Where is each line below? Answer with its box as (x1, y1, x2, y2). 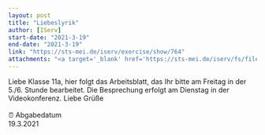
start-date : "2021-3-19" (8, 33, 90, 42)
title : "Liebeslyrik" (8, 19, 80, 27)
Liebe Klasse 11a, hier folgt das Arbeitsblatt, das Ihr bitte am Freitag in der (8, 76, 247, 86)
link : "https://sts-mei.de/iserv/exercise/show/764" (8, 48, 185, 56)
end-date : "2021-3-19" (8, 41, 83, 49)
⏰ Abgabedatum (8, 110, 62, 119)
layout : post (8, 11, 51, 20)
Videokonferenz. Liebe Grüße (8, 93, 104, 103)
